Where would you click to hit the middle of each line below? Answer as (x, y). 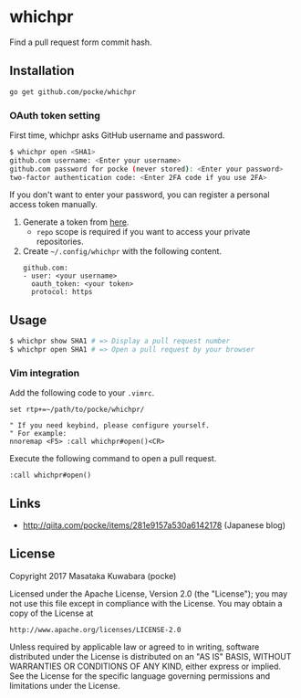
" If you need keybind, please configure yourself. (109, 426)
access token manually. (53, 205)
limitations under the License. (65, 685)
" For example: (38, 434)
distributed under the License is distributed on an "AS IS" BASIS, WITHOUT (150, 656)
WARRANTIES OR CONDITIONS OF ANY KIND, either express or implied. (145, 666)
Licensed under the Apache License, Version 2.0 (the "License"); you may (149, 593)
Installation (42, 71)
